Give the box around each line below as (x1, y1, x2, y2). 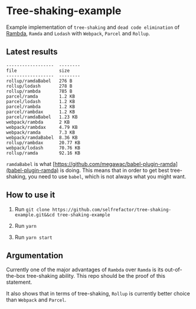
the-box (6, 273, 25, 280)
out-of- (164, 266, 182, 273)
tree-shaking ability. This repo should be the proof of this (26, 273, 165, 280)
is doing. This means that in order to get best (60, 167, 169, 174)
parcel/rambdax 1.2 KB (6, 109, 76, 115)
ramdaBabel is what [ (6, 160, 55, 167)
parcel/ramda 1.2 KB (6, 93, 76, 99)
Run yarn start (14, 234, 53, 241)
